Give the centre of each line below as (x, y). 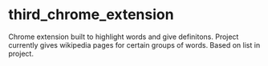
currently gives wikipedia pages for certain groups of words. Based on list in (134, 45)
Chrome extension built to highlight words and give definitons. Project (124, 37)
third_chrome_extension (91, 15)
